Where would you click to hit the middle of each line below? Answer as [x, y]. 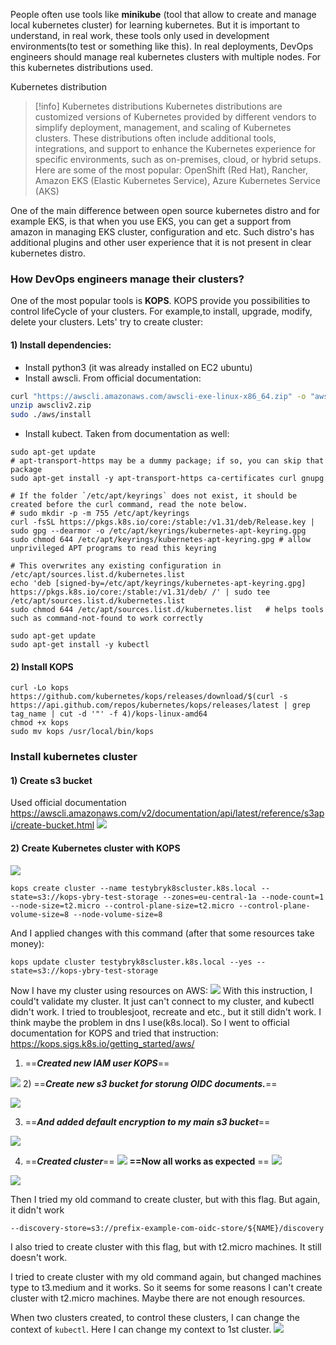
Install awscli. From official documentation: [113, 378]
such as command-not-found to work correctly [106, 619]
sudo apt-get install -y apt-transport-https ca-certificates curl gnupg [167, 479]
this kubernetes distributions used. [82, 67]
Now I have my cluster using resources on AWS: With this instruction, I [161, 990]
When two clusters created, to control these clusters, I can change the [155, 1317]
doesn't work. [39, 1257]
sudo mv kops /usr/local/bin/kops [82, 732]
